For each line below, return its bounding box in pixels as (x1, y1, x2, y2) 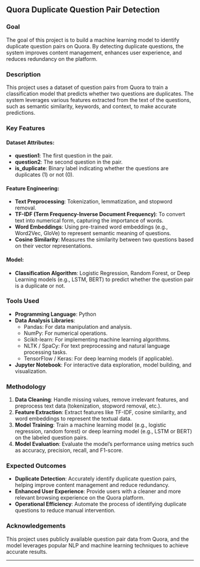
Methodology (6, 382, 46, 390)
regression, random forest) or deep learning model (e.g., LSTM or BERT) (14, 428, 192, 435)
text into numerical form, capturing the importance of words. (14, 217, 164, 224)
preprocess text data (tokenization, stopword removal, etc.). (14, 402, 162, 409)
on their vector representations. (14, 242, 93, 249)
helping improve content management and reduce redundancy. (14, 482, 170, 489)
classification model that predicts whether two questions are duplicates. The (6, 90, 194, 97)
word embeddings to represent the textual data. (14, 415, 132, 423)
